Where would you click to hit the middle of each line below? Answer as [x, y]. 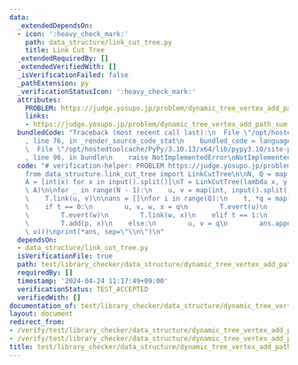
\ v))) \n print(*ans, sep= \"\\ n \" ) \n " [95, 231]
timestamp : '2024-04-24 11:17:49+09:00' [93, 281]
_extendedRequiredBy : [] [63, 58]
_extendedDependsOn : [55, 26]
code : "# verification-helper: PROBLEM [91, 166]
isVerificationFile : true [65, 256]
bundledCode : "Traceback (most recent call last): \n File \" [134, 133]
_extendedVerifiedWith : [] [67, 67]
